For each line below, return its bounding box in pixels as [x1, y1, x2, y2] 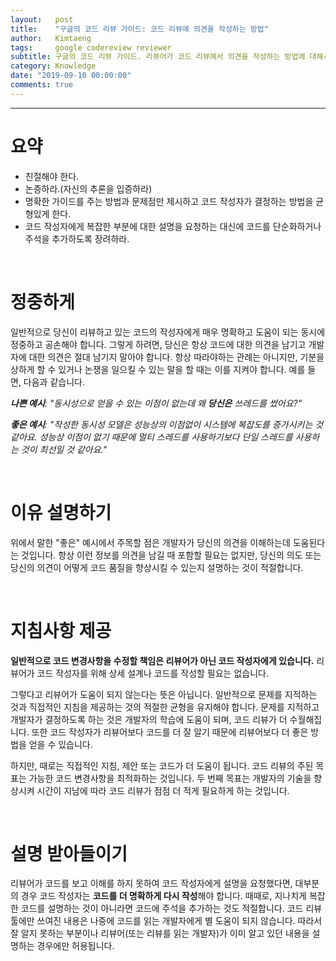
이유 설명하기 [10, 501, 112, 524]
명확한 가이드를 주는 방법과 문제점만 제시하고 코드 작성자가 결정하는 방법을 [24, 195, 314, 207]
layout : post [10, 14, 74, 25]
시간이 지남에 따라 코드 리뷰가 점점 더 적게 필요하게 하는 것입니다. [36, 784, 290, 796]
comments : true [10, 80, 74, 90]
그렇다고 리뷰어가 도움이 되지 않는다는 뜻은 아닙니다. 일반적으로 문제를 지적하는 [10, 688, 318, 700]
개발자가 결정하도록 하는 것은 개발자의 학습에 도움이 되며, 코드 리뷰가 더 [10, 713, 288, 725]
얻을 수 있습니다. [28, 738, 93, 750]
